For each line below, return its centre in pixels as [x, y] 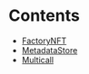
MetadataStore [49, 50]
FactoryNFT [44, 41]
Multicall [38, 60]
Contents [44, 16]
